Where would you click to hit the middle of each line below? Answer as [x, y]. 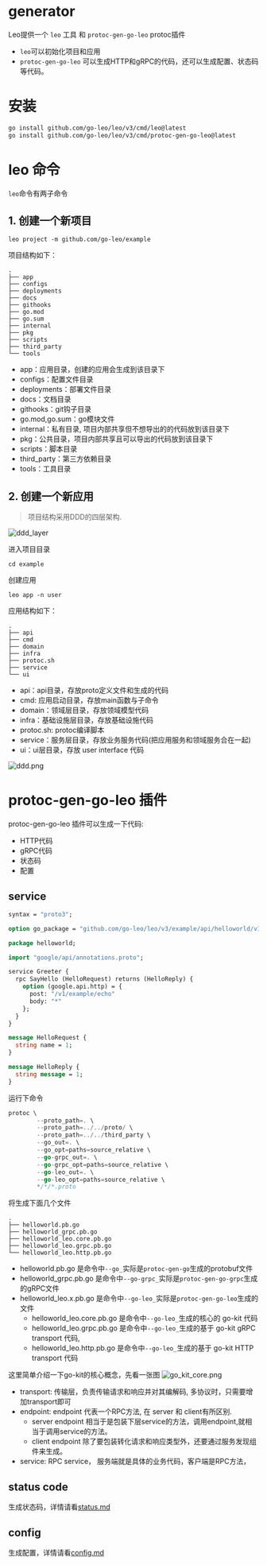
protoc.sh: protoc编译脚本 [62, 730]
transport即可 [49, 1402]
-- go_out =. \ [58, 1143]
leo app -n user [35, 595]
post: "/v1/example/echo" [72, 994]
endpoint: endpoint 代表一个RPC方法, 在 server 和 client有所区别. [126, 1412]
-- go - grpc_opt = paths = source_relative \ [103, 1164]
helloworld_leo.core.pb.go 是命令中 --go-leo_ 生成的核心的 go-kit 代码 [145, 1319]
